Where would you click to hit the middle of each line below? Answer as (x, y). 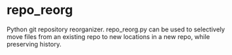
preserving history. (34, 44)
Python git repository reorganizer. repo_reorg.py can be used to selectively (116, 29)
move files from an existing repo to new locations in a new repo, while (108, 36)
